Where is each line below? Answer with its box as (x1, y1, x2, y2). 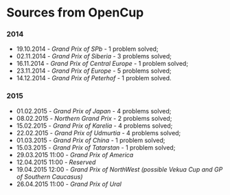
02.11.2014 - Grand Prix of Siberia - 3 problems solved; (16, 52, 172, 60)
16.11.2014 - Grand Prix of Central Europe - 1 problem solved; (16, 60, 189, 68)
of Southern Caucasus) (16, 172, 83, 181)
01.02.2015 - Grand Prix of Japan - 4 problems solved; (16, 106, 172, 115)
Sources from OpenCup (6, 5, 144, 21)
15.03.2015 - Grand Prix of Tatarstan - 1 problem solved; (16, 143, 176, 152)
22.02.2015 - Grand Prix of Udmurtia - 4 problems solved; (16, 128, 181, 137)
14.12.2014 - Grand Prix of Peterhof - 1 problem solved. (16, 74, 172, 82)
